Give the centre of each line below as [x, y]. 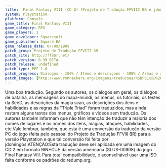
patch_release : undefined [32, 64]
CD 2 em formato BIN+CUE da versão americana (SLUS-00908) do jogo [79, 149]
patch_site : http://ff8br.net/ [37, 55]
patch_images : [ [22, 78]
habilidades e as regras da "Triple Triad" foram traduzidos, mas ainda [76, 108]
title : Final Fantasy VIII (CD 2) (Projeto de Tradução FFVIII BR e [78, 10]
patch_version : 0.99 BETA [32, 60]
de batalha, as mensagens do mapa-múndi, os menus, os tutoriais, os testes [83, 97]
